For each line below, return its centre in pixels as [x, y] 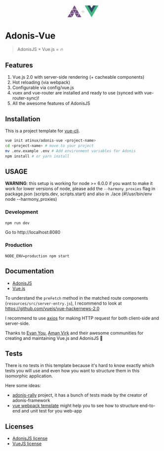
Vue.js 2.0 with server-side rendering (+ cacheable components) [78, 77]
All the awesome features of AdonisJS [51, 103]
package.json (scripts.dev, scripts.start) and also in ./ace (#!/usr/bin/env [79, 194]
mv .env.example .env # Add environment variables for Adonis [70, 151]
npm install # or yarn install [37, 156]
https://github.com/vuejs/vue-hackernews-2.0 [52, 308]
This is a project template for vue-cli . [42, 131]
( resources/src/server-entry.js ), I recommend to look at [63, 303]
